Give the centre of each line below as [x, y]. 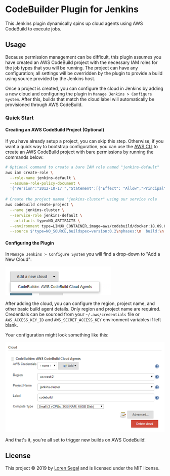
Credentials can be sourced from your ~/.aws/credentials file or [73, 314]
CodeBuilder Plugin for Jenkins [72, 9]
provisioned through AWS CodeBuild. [44, 105]
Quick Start [19, 118]
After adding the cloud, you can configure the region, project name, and [80, 303]
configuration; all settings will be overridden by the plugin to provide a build [84, 73]
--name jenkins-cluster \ [37, 210]
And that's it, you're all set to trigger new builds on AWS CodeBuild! [75, 439]
